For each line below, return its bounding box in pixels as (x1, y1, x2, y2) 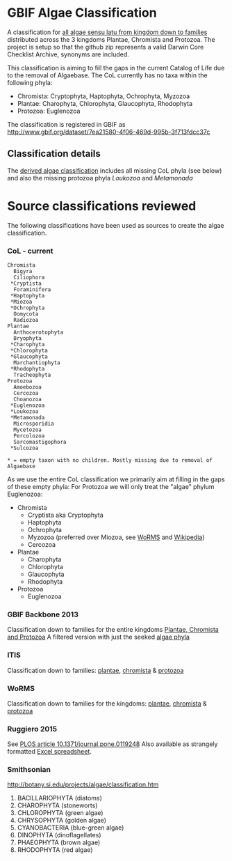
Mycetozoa (13, 426, 42, 433)
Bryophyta (13, 334, 42, 342)
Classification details (7, 148, 101, 160)
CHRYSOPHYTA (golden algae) (17, 816, 106, 825)
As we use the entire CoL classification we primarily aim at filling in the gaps (7, 475, 225, 483)
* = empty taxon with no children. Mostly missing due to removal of (7, 456, 213, 464)
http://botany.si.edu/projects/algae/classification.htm (7, 780, 159, 789)
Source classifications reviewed (7, 198, 197, 214)
